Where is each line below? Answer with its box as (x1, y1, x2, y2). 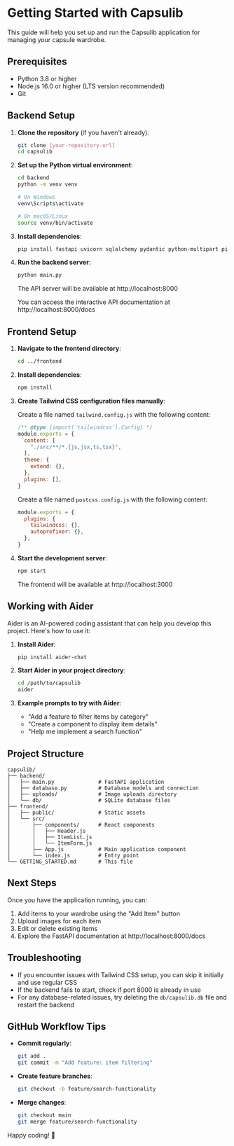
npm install (17, 384, 53, 391)
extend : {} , (30, 463, 65, 470)
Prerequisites (7, 56, 67, 68)
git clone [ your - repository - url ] (17, 141, 116, 149)
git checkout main (17, 1112, 71, 1119)
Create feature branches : (17, 1072, 92, 1080)
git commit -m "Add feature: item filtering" (17, 1059, 153, 1066)
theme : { (24, 457, 50, 464)
